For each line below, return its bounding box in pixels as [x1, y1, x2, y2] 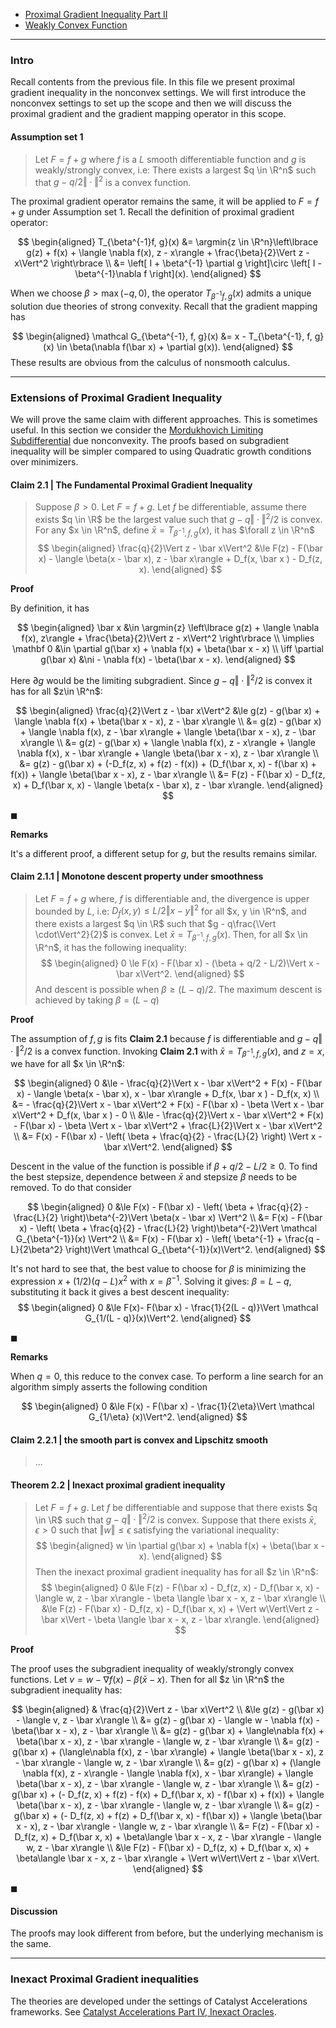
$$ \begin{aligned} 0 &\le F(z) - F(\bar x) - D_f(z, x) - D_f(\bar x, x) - [40, 1582, 320, 1594]
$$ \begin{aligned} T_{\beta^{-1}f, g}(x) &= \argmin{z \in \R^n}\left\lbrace [17, 236, 319, 248]
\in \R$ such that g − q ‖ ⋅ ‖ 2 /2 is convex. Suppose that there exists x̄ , [34, 1512, 317, 1526]
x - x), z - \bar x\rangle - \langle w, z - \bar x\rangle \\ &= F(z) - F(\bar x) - [16, 1820, 320, 1833]
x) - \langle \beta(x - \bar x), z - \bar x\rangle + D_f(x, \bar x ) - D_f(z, [38, 552, 323, 564]
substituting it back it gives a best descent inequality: [10, 1286, 230, 1298]
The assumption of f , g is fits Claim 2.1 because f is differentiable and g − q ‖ [10, 1033, 323, 1045]
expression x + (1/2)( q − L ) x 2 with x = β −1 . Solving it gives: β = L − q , [10, 1274, 292, 1288]
